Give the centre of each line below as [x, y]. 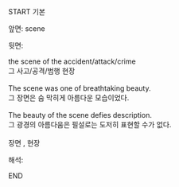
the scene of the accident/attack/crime [72, 61]
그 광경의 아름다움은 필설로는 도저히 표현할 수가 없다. [90, 125]
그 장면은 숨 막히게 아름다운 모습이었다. [69, 97]
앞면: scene [27, 29]
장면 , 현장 [24, 143]
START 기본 [27, 12]
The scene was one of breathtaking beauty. [80, 88]
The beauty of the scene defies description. [80, 115]
